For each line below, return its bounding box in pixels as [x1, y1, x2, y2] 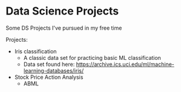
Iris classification [14, 47, 57, 55]
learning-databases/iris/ [23, 67, 84, 74]
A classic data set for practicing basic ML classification [23, 54, 162, 61]
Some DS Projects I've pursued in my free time [5, 24, 122, 31]
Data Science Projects [5, 4, 119, 18]
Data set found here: [23, 61, 75, 68]
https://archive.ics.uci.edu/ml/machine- [76, 61, 175, 68]
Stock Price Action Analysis [14, 73, 84, 80]
